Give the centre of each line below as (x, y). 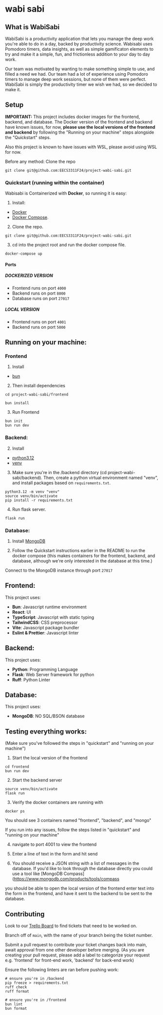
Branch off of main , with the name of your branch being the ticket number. (79, 935)
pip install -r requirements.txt (39, 500)
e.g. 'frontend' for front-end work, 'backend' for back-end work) (70, 960)
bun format (16, 1008)
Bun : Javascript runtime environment (49, 607)
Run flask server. (29, 509)
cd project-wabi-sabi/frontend (37, 395)
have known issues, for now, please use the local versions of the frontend (80, 127)
